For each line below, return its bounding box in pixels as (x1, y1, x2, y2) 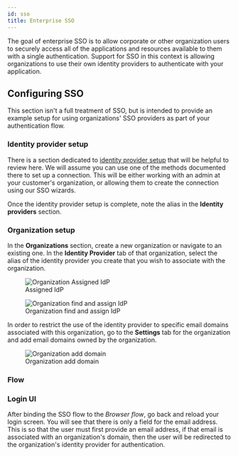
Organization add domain (25, 357, 99, 366)
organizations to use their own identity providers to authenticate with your (7, 59, 224, 68)
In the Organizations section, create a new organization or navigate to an (7, 241, 222, 249)
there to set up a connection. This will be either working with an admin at (7, 170, 220, 179)
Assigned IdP (25, 285, 64, 294)
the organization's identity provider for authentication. (7, 440, 166, 449)
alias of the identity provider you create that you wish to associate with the (7, 256, 226, 264)
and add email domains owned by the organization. (7, 336, 158, 344)
